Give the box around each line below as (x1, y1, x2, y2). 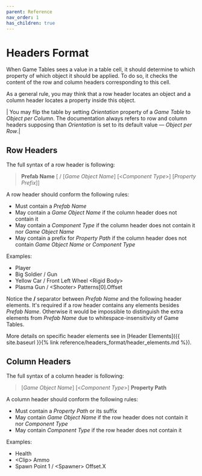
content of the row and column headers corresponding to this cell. (6, 79, 171, 86)
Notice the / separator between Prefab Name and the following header (6, 295, 182, 302)
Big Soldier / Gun (14, 271, 57, 278)
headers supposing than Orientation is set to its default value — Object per (6, 121, 192, 128)
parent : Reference (6, 8, 52, 15)
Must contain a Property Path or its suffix (14, 407, 118, 415)
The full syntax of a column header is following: (6, 372, 124, 380)
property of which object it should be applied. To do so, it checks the (6, 72, 178, 80)
